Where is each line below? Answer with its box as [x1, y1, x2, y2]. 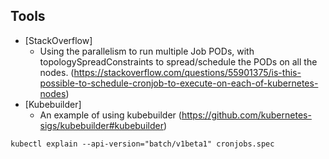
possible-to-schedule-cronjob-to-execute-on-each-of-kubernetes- [39, 77, 319, 89]
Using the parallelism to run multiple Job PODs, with [39, 45, 255, 57]
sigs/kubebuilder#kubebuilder [39, 119, 164, 131]
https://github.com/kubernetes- [181, 109, 312, 121]
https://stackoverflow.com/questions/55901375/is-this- [73, 66, 302, 78]
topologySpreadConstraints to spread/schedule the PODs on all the [39, 55, 318, 68]
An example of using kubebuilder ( [39, 109, 182, 121]
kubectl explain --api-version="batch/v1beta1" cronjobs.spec [10, 139, 275, 149]
